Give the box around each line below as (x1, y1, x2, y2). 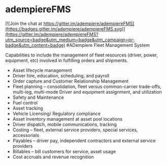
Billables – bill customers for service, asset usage (12, 148, 116, 154)
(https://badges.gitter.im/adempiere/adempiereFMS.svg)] (5, 25, 125, 32)
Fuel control (12, 99, 38, 105)
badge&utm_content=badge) (5, 42, 65, 48)
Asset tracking (12, 105, 43, 111)
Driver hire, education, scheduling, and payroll (12, 72, 110, 78)
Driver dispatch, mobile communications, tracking (12, 121, 117, 127)
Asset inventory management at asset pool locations (12, 116, 123, 122)
